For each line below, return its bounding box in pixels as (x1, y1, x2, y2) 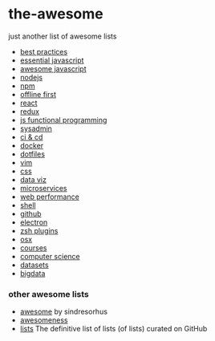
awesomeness (19, 315, 68, 325)
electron (19, 217, 48, 227)
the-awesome (8, 5, 103, 23)
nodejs (19, 72, 43, 82)
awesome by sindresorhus (19, 306, 108, 317)
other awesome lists (8, 288, 90, 299)
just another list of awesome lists (8, 31, 117, 41)
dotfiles (19, 149, 46, 159)
